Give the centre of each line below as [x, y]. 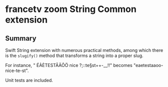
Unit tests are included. [29, 80]
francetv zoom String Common [71, 9]
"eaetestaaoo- [148, 65]
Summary [21, 38]
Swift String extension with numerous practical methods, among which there [84, 50]
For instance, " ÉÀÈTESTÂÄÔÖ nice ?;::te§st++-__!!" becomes [69, 65]
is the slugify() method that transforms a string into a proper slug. [74, 55]
